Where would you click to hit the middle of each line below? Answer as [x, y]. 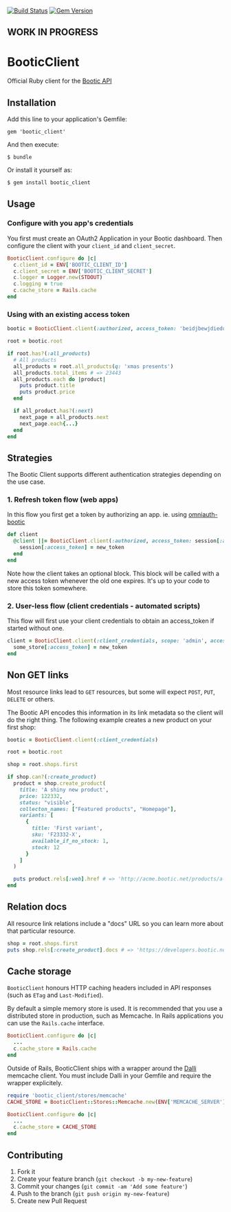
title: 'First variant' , [67, 828]
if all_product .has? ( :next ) [54, 411]
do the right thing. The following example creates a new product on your [109, 719]
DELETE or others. [31, 699]
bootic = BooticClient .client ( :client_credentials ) [82, 740]
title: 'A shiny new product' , [64, 790]
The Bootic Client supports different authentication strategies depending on [114, 475]
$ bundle [20, 157]
